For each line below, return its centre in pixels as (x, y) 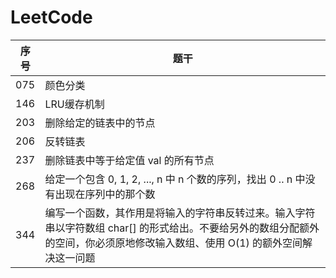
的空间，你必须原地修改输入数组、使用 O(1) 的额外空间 (173, 243)
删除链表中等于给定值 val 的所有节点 (129, 160)
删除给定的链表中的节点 (100, 123)
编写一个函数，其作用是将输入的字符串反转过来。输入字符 (180, 213)
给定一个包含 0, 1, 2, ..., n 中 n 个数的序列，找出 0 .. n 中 (175, 179)
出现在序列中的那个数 (105, 194)
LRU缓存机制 (74, 104)
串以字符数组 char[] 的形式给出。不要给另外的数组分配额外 (182, 228)
